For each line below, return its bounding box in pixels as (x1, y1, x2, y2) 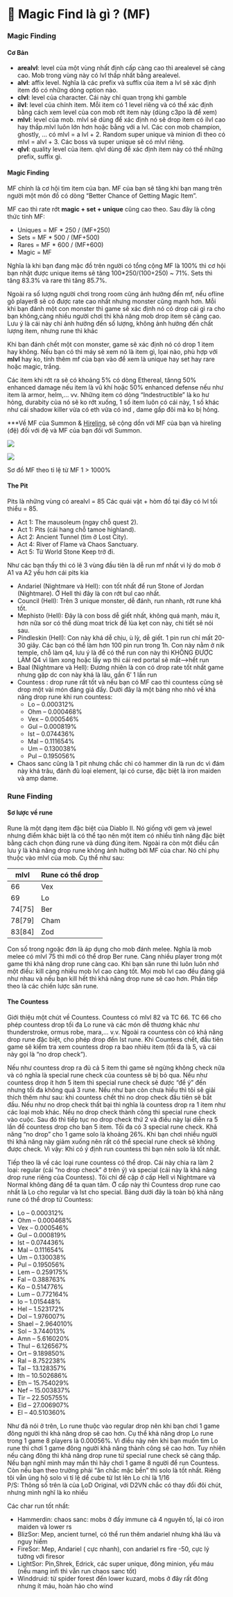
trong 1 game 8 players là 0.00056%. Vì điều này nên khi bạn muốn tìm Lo (7, 1436, 218, 1445)
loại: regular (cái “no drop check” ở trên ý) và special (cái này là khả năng (7, 1166, 217, 1174)
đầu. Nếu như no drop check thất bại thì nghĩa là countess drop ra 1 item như (7, 1100, 226, 1109)
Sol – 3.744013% (17, 1327, 66, 1335)
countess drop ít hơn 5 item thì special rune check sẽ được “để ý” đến (7, 1078, 207, 1087)
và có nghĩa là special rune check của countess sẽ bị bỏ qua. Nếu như (7, 1071, 208, 1080)
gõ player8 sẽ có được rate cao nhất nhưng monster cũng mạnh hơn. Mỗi (7, 297, 216, 305)
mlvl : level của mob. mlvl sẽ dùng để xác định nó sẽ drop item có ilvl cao (17, 115, 226, 124)
